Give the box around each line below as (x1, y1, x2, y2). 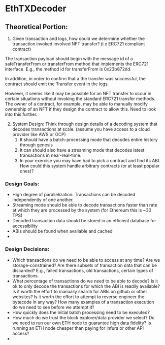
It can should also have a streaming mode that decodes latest (19, 147, 145, 153)
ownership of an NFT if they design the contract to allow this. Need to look (5, 106, 157, 112)
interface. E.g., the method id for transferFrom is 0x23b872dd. (5, 66, 132, 72)
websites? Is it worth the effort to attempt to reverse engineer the (12, 294, 145, 300)
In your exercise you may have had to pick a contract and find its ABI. (19, 158, 161, 163)
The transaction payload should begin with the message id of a (5, 56, 133, 62)
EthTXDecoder (5, 3, 66, 14)
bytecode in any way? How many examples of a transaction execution (12, 299, 154, 305)
